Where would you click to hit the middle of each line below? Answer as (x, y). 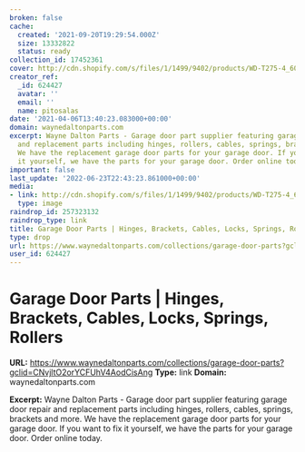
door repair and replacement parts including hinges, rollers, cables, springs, (151, 409)
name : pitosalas (48, 111)
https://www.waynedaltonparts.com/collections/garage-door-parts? (157, 363)
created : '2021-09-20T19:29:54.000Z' (89, 34)
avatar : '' (38, 93)
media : (22, 187)
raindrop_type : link (49, 220)
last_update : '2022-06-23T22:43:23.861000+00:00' (105, 178)
